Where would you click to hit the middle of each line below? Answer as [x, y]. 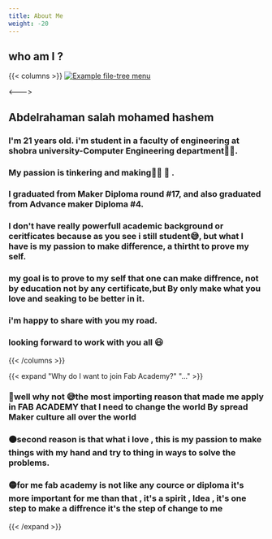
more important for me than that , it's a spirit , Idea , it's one [127, 498]
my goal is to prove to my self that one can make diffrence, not [134, 279]
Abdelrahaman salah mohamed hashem [111, 117]
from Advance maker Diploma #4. [76, 204]
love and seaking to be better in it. [77, 299]
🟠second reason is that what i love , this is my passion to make [135, 440]
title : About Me [36, 16]
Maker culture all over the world [72, 417]
